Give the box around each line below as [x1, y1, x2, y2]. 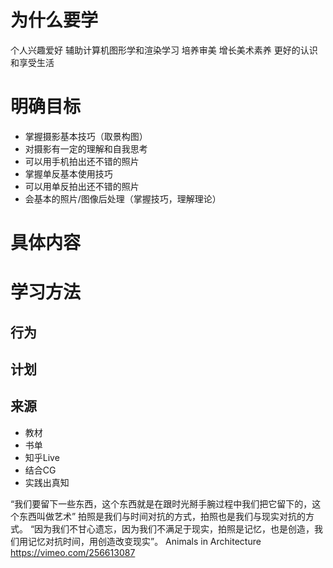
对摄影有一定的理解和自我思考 [24, 142, 148, 155]
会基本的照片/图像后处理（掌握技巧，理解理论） [24, 192, 222, 205]
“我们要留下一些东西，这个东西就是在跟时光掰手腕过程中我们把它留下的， [10, 497, 313, 510]
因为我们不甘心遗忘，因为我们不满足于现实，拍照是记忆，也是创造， [34, 522, 315, 535]
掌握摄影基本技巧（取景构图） [24, 130, 148, 142]
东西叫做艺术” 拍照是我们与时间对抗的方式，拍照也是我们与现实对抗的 [18, 510, 307, 522]
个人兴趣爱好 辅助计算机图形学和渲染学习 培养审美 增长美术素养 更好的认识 [10, 44, 318, 56]
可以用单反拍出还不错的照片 [24, 180, 140, 192]
